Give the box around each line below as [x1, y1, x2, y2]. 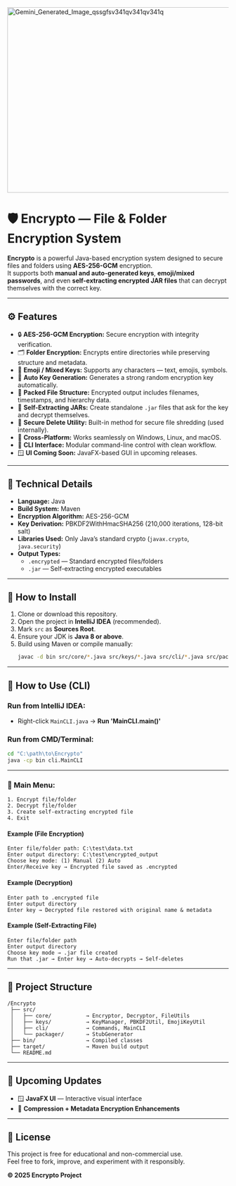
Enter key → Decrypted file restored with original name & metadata [7, 906, 212, 913]
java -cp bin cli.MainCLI [7, 757, 83, 764]
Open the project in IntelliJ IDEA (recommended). [17, 617, 162, 626]
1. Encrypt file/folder [7, 796, 77, 803]
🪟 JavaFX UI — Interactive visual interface [17, 1094, 143, 1102]
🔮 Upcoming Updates [7, 1075, 102, 1087]
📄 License [7, 1131, 51, 1143]
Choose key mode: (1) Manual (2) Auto [7, 858, 121, 865]
